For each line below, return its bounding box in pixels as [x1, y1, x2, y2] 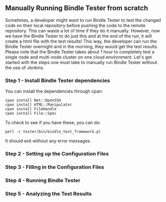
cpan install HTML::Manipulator [5, 102, 72, 107]
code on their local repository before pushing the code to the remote [5, 22, 146, 28]
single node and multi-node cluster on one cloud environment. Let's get [5, 54, 152, 60]
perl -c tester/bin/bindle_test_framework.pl [5, 129, 101, 135]
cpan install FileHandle [5, 107, 57, 112]
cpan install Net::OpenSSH [5, 98, 61, 103]
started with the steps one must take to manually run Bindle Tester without [5, 59, 158, 65]
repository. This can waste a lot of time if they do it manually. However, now [5, 27, 161, 34]
